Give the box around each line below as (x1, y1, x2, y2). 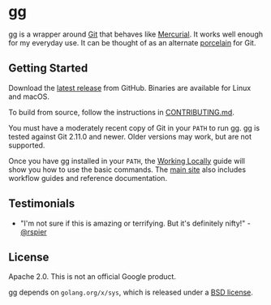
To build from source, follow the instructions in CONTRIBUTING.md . (8, 107, 235, 117)
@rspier (19, 226, 47, 237)
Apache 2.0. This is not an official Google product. (8, 272, 177, 281)
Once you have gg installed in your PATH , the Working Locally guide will (8, 156, 246, 165)
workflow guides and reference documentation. (8, 173, 168, 183)
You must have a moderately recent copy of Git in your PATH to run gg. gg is (8, 122, 260, 132)
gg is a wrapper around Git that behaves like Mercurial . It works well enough (8, 29, 264, 39)
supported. (8, 140, 45, 150)
